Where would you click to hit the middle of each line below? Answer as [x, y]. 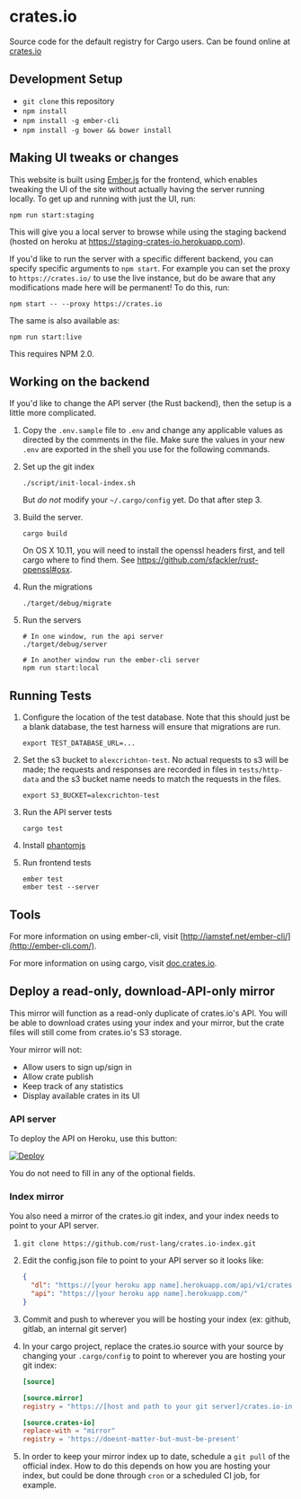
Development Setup [66, 80]
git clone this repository [68, 101]
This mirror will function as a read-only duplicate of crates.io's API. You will [148, 1013]
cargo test [43, 829]
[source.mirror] [53, 1398]
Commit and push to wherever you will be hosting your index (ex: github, [157, 1319]
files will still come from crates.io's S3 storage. [96, 1032]
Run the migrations [57, 587]
